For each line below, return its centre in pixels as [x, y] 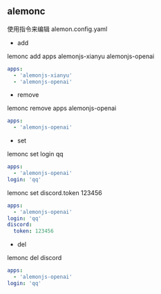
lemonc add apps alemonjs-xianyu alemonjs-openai [81, 56]
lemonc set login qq [35, 154]
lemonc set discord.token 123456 [55, 192]
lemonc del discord [35, 258]
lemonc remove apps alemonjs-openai [62, 108]
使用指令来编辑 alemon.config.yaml [57, 29]
